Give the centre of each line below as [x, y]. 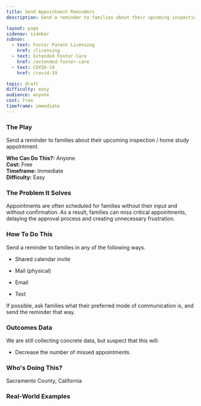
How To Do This [29, 234]
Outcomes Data [29, 327]
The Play [19, 127]
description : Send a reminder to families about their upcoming [88, 17]
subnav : [16, 40]
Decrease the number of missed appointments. [73, 352]
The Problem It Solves [39, 193]
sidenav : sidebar [28, 34]
